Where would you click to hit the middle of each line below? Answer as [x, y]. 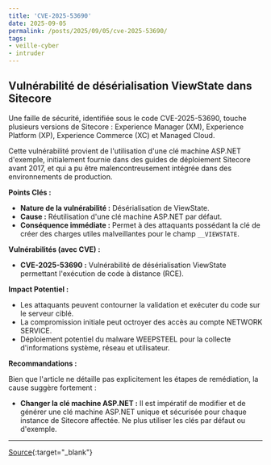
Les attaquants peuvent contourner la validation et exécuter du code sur [140, 304]
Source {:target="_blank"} [50, 452]
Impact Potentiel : [39, 289]
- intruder [27, 53]
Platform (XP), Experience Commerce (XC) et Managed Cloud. [112, 135]
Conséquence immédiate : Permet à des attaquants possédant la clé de [140, 225]
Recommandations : [43, 363]
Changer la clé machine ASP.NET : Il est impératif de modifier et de [133, 403]
